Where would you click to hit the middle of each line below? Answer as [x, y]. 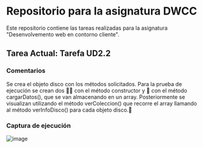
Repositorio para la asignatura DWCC [102, 11]
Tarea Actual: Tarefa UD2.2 [58, 54]
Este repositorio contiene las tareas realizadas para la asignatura [87, 28]
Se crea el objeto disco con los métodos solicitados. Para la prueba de [94, 84]
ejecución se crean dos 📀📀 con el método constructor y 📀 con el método [97, 90]
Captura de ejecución [38, 126]
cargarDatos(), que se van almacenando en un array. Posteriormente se [96, 97]
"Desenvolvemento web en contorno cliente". [63, 34]
